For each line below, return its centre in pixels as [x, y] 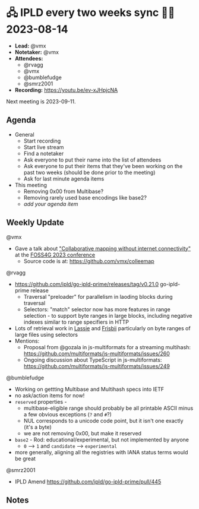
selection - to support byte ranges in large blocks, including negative [108, 315]
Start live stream [44, 147]
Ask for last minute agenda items [64, 178]
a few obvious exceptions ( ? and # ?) [67, 414]
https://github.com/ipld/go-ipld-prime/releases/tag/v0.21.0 [87, 284]
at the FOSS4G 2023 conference [55, 255]
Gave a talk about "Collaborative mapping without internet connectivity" [103, 248]
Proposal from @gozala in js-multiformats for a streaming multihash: [107, 347]
